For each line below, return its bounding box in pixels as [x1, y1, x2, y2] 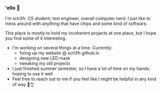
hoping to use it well [12, 71, 53, 77]
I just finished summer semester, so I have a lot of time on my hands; [12, 66, 150, 71]
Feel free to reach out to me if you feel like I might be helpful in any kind [12, 76, 157, 82]
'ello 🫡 [5, 4, 20, 11]
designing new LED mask [19, 55, 71, 61]
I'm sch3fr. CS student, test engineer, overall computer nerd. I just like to [5, 16, 151, 22]
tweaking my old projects [19, 61, 71, 67]
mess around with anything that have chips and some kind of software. [5, 21, 148, 26]
